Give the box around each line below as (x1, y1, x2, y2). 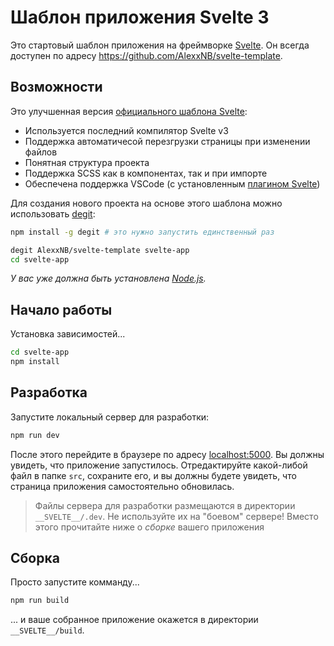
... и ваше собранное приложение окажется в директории (10, 614, 259, 626)
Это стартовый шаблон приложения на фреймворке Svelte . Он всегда (10, 39, 310, 51)
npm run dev (10, 430, 60, 440)
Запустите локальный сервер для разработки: (10, 411, 210, 423)
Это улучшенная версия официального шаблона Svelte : (10, 105, 248, 117)
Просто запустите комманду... (10, 576, 140, 588)
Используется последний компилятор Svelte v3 (24, 124, 229, 136)
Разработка (10, 384, 88, 401)
